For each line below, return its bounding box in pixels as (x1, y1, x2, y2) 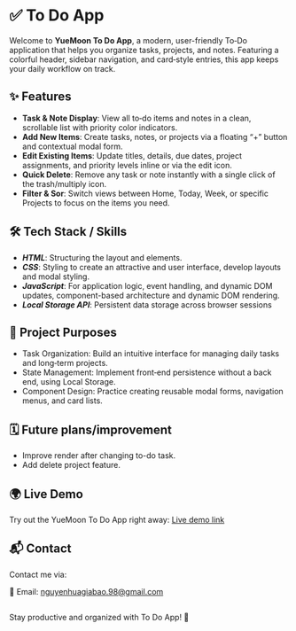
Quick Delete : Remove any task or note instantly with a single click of (21, 169, 277, 180)
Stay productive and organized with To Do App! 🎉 (9, 612, 190, 623)
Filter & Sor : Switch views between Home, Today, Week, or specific (21, 188, 269, 199)
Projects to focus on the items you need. (21, 197, 170, 208)
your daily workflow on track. (9, 63, 116, 74)
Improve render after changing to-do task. (21, 450, 176, 461)
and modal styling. (21, 271, 90, 282)
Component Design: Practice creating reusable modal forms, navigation (21, 386, 284, 397)
